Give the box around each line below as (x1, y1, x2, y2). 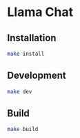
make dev (7, 88, 32, 95)
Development (7, 70, 67, 82)
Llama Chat (7, 4, 74, 20)
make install (7, 50, 45, 57)
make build (7, 126, 39, 133)
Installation (7, 32, 57, 44)
